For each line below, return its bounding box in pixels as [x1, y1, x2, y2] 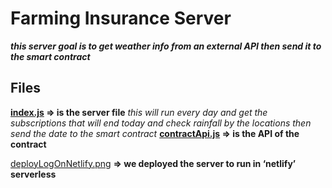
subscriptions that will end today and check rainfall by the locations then [10, 117, 312, 129]
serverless [10, 168, 57, 180]
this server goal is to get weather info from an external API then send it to [10, 40, 322, 52]
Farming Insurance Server [10, 7, 232, 30]
